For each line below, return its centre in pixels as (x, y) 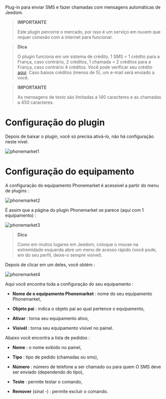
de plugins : (17, 191)
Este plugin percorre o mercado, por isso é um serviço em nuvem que (89, 32)
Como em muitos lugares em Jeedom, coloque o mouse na (78, 244)
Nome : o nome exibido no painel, (47, 347)
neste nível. (17, 141)
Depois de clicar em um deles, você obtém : (50, 265)
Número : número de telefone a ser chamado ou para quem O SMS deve (87, 367)
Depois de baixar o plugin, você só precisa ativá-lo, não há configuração (80, 136)
